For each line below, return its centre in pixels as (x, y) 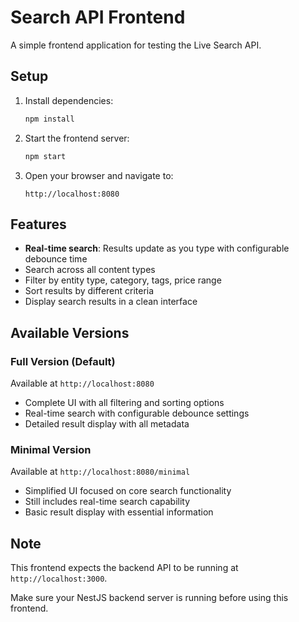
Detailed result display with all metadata (107, 424)
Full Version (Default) (63, 361)
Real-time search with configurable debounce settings (137, 413)
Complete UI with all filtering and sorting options (124, 402)
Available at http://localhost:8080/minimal (100, 472)
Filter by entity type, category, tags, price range (123, 280)
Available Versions (70, 332)
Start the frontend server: (77, 138)
